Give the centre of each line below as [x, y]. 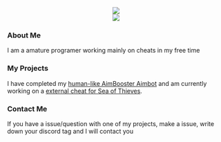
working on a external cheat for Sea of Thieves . [75, 91]
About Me [24, 35]
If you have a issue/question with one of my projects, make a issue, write [111, 123]
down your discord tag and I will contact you [70, 131]
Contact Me [27, 109]
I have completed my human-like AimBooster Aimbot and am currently [107, 83]
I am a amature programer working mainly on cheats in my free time [104, 51]
